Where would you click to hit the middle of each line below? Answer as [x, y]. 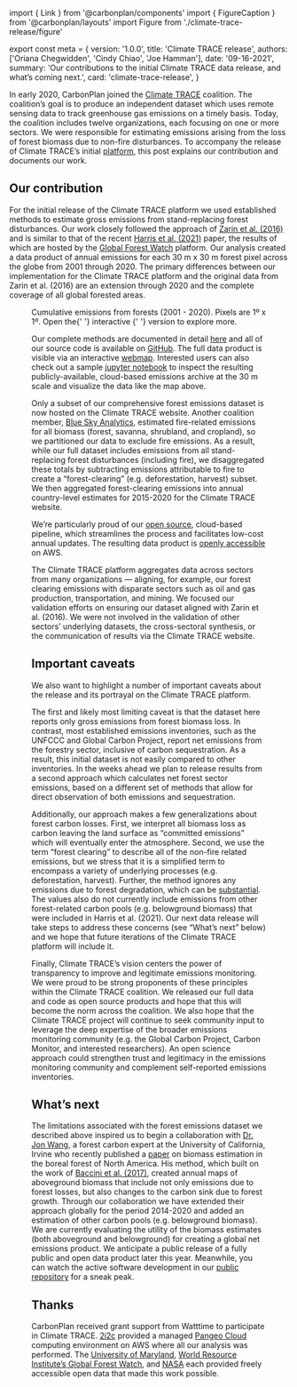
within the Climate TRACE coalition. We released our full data [143, 992]
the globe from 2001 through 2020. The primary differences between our [143, 267]
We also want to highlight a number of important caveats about [146, 685]
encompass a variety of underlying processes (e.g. [125, 871]
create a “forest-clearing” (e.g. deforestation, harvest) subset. [145, 478]
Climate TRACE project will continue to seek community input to [148, 1020]
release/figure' [36, 32]
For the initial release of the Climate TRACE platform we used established [143, 210]
